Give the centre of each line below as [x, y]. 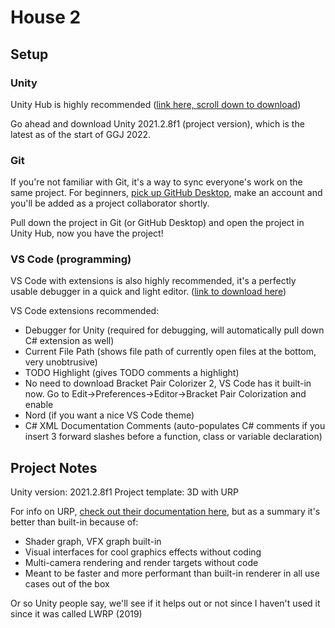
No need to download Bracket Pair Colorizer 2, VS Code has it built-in [168, 383]
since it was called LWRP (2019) [76, 614]
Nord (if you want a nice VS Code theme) [109, 415]
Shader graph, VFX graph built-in [93, 542]
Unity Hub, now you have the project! [87, 233]
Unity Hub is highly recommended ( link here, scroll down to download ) [156, 104]
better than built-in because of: [74, 522]
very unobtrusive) [61, 362]
